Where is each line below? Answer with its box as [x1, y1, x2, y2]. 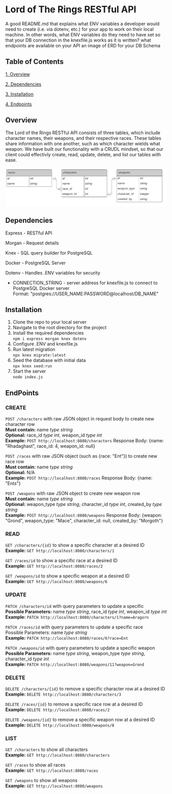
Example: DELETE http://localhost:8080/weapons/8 [5, 722, 114, 728]
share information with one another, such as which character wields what [5, 140, 160, 147]
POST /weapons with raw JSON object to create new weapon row [5, 490, 140, 497]
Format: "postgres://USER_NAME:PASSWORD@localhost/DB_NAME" [12, 291, 159, 297]
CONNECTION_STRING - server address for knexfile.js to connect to [12, 279, 158, 286]
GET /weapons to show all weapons [5, 778, 78, 784]
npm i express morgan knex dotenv [12, 336, 87, 341]
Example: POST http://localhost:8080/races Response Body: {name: [5, 475, 152, 481]
